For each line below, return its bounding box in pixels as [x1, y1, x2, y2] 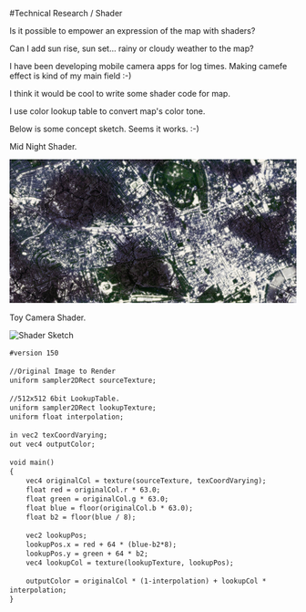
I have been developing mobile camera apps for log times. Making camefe [9, 61, 288, 71]
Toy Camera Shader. [9, 312, 87, 323]
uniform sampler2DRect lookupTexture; [9, 403, 157, 412]
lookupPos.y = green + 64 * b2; [25, 549, 148, 558]
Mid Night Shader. [9, 141, 77, 151]
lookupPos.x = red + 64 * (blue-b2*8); [25, 540, 178, 549]
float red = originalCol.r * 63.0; [25, 485, 161, 494]
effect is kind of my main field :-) [9, 70, 132, 81]
